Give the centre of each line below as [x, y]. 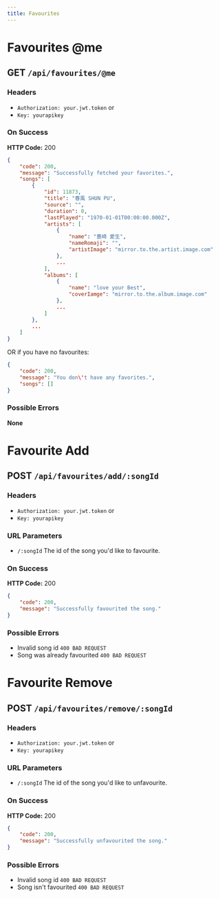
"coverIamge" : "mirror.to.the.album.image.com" [138, 294]
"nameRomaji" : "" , [95, 243]
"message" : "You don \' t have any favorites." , [87, 377]
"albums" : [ [61, 275]
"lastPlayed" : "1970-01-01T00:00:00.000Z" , [107, 217]
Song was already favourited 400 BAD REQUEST [81, 655]
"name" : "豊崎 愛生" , [97, 237]
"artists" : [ [62, 224]
